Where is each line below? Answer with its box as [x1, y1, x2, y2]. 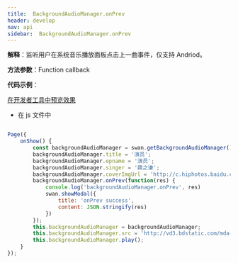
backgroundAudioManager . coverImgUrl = [33, 171, 147, 178]
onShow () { [20, 138, 52, 145]
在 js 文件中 [17, 111, 52, 119]
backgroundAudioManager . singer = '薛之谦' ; [33, 164, 160, 171]
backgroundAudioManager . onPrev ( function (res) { [33, 177, 176, 184]
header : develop [7, 17, 55, 24]
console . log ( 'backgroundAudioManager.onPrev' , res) [45, 184, 201, 191]
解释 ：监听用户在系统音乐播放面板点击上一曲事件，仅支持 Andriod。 [7, 50, 207, 59]
